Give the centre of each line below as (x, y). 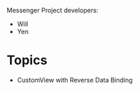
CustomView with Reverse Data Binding (75, 80)
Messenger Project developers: (53, 10)
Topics (27, 60)
